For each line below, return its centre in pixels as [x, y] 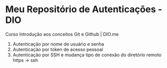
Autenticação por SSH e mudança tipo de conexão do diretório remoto [87, 55]
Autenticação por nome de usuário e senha [58, 44]
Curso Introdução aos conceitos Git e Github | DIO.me [62, 34]
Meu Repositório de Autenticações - [84, 9]
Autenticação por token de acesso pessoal [58, 49]
